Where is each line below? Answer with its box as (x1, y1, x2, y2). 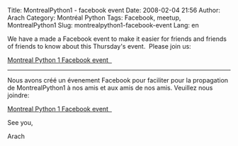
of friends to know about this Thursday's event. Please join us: (7, 42, 191, 50)
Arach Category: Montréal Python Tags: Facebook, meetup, (7, 13, 181, 22)
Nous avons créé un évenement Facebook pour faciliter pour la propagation (7, 76, 229, 84)
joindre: (7, 91, 30, 99)
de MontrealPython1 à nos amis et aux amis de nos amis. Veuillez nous (7, 84, 213, 92)
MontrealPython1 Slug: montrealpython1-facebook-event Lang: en (7, 21, 200, 29)
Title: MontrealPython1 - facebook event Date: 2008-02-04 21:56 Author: (7, 6, 221, 14)
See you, (7, 118, 33, 126)
